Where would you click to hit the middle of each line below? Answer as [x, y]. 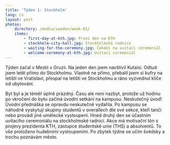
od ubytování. [20, 83]
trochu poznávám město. [31, 137]
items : [21, 34]
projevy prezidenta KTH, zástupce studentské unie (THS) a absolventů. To [83, 126]
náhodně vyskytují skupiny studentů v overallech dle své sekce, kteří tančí [83, 110]
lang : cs [15, 15]
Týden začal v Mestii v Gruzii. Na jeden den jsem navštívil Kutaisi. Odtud [81, 67]
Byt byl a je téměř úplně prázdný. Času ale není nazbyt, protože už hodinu [83, 93]
